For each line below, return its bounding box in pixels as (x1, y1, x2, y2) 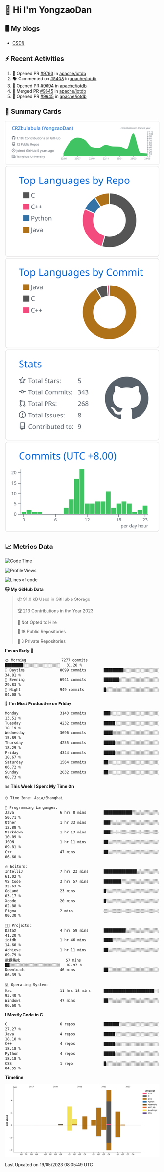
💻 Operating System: (5, 982, 49, 988)
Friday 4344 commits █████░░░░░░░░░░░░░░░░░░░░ (5, 750, 159, 755)
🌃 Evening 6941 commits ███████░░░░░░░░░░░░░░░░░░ (5, 677, 159, 682)
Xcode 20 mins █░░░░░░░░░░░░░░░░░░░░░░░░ (5, 899, 159, 904)
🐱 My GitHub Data (5, 586, 44, 593)
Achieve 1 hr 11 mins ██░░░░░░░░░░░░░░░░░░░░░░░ (5, 948, 159, 953)
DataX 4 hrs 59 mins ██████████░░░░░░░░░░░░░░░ (5, 928, 159, 933)
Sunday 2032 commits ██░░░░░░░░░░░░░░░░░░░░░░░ (5, 770, 159, 775)
